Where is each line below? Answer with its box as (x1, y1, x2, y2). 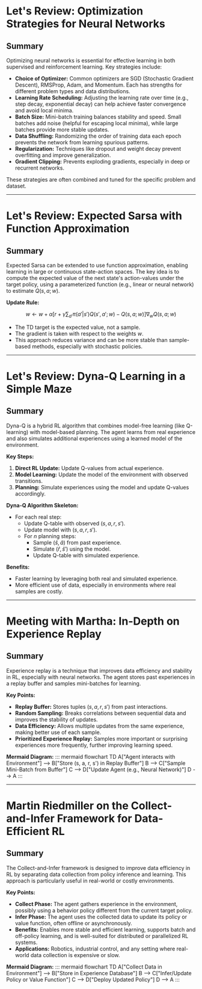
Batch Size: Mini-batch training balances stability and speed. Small (14, 113, 182, 120)
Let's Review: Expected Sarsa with (6, 209, 182, 223)
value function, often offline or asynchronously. (14, 919, 132, 926)
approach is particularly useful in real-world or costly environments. (6, 877, 174, 884)
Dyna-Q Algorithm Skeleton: (6, 501, 79, 509)
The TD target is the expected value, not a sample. (14, 323, 141, 331)
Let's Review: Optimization (6, 4, 143, 18)
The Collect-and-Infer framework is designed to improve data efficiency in (6, 864, 191, 871)
